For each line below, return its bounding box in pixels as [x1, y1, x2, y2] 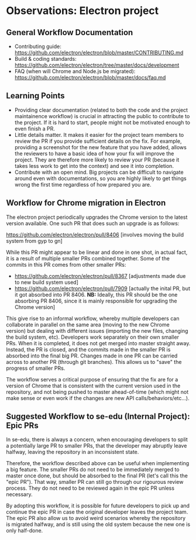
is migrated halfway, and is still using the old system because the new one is [6, 521, 191, 528]
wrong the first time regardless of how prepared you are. [14, 181, 152, 188]
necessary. [6, 491, 33, 498]
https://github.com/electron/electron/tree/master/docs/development [14, 61, 180, 68]
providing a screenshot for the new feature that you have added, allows [14, 143, 187, 150]
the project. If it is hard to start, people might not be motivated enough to [14, 119, 191, 126]
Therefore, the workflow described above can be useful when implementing [6, 460, 190, 467]
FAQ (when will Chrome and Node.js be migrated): [14, 68, 136, 74]
